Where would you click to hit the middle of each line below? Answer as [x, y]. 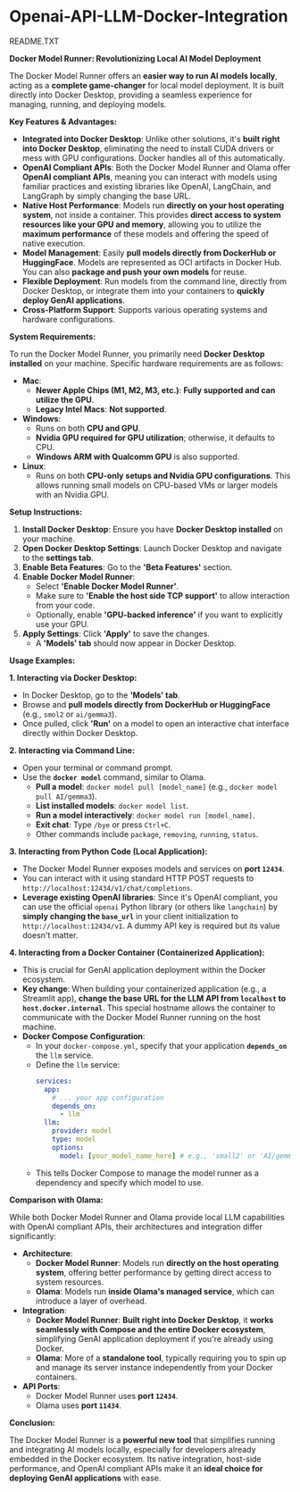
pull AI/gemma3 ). [66, 796]
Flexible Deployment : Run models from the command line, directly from [154, 281]
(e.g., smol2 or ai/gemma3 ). [70, 714]
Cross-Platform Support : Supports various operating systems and [145, 309]
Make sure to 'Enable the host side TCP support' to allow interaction [162, 595]
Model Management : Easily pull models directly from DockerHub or [149, 253]
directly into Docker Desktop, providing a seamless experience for [131, 95]
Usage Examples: [42, 660]
